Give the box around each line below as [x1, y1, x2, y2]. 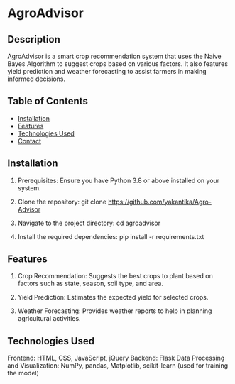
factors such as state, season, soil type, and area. [17, 279, 163, 288]
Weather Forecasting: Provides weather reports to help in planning [17, 307, 212, 315]
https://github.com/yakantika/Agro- [107, 197, 212, 206]
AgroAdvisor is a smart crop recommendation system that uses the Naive [7, 52, 222, 60]
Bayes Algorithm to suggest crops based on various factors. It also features [7, 60, 229, 68]
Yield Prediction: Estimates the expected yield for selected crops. [17, 293, 209, 302]
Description [7, 33, 60, 45]
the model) [7, 369, 39, 378]
